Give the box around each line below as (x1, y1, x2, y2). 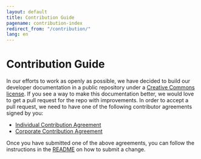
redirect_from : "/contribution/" (6, 25, 91, 32)
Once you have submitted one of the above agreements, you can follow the (6, 140, 195, 147)
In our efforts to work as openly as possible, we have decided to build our (6, 77, 190, 85)
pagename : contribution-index (6, 20, 83, 26)
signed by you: (6, 109, 44, 117)
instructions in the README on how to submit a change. (6, 146, 146, 153)
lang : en (6, 31, 29, 37)
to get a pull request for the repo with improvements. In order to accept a (6, 97, 189, 104)
